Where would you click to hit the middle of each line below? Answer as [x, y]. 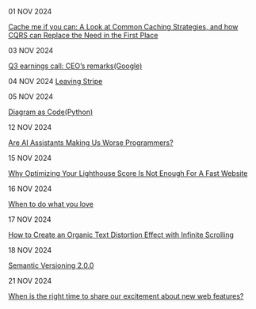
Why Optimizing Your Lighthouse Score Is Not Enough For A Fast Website [128, 173]
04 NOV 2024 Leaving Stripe [55, 81]
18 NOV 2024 [30, 250]
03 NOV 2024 [31, 50]
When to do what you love [51, 204]
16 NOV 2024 [30, 189]
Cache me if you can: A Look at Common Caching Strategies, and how [123, 27]
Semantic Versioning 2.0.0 [51, 265]
